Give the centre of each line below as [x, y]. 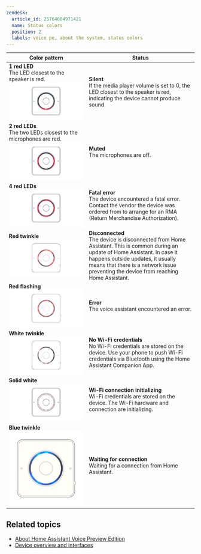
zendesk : [17, 13]
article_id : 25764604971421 [47, 19]
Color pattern [46, 58]
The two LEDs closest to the [43, 133]
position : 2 [27, 32]
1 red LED [21, 66]
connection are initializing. [121, 409]
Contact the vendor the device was [132, 205]
